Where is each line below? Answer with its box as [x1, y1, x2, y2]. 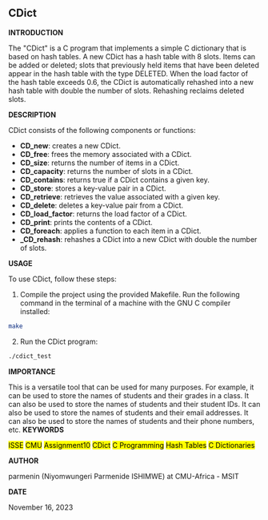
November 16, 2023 [8, 502, 74, 512]
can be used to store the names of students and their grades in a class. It [8, 390, 250, 400]
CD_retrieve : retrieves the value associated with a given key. [19, 191, 221, 201]
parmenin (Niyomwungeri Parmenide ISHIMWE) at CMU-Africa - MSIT [8, 471, 240, 481]
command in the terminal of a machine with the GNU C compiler [19, 298, 231, 308]
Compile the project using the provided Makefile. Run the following [19, 289, 240, 299]
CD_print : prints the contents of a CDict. [19, 217, 154, 227]
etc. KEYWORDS [8, 425, 64, 434]
